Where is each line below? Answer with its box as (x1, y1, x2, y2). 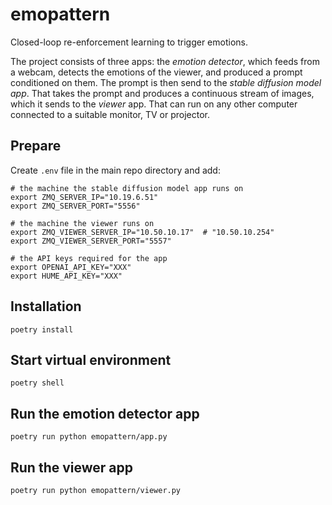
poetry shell (10, 378, 65, 388)
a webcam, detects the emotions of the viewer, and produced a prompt (10, 66, 303, 78)
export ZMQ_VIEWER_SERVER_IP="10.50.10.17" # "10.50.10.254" (10, 227, 275, 237)
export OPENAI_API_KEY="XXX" (10, 262, 132, 272)
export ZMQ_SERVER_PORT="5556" (10, 201, 141, 211)
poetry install (10, 324, 74, 335)
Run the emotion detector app (10, 405, 200, 422)
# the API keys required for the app (10, 253, 168, 263)
